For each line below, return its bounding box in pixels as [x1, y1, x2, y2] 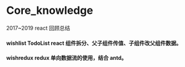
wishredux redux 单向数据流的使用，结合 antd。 [6, 54, 127, 62]
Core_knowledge [6, 4, 93, 18]
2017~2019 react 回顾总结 [6, 24, 71, 31]
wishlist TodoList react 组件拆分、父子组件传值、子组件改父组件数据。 [6, 39, 182, 46]
